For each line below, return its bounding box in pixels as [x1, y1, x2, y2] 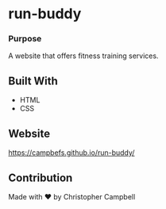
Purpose [8, 33, 42, 45]
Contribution [8, 171, 73, 184]
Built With [8, 74, 58, 87]
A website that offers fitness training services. [8, 51, 159, 60]
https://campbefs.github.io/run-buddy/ [8, 148, 135, 157]
